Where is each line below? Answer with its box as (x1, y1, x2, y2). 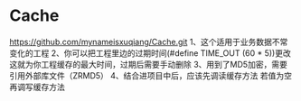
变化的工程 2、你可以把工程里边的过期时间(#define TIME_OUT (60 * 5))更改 (9, 47, 291, 59)
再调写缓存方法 (9, 81, 65, 92)
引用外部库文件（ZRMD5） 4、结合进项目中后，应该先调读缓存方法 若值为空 (9, 69, 292, 81)
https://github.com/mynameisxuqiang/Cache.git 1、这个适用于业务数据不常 (9, 36, 288, 47)
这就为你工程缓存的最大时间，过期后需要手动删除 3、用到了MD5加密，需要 (9, 59, 287, 69)
